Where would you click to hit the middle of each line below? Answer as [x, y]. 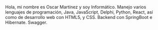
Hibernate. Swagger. [26, 22]
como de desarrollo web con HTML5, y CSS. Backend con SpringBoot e [79, 17]
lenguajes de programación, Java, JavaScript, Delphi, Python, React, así [79, 12]
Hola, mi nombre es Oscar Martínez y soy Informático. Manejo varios [76, 7]
